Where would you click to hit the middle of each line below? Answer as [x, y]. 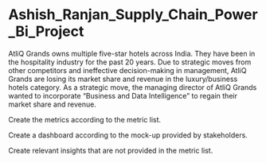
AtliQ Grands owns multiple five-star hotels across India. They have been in [132, 53]
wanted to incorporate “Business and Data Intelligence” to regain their [123, 95]
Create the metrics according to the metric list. [85, 119]
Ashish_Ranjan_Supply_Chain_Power [133, 15]
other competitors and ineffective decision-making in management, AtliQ [127, 70]
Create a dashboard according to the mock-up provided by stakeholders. [128, 135]
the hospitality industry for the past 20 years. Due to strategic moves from [130, 62]
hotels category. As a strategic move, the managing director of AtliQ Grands [133, 87]
